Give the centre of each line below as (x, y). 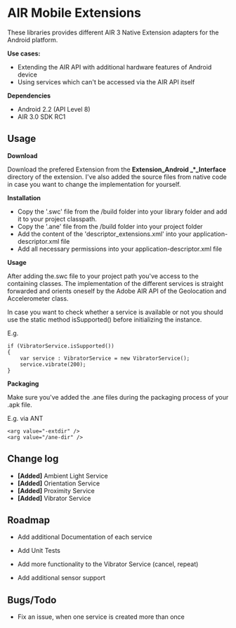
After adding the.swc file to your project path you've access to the (103, 276)
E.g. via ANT (25, 418)
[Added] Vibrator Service (54, 498)
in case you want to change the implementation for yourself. (94, 184)
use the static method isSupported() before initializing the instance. (105, 319)
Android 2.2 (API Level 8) (54, 109)
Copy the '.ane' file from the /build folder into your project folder (110, 226)
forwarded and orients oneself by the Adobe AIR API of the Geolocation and (117, 291)
